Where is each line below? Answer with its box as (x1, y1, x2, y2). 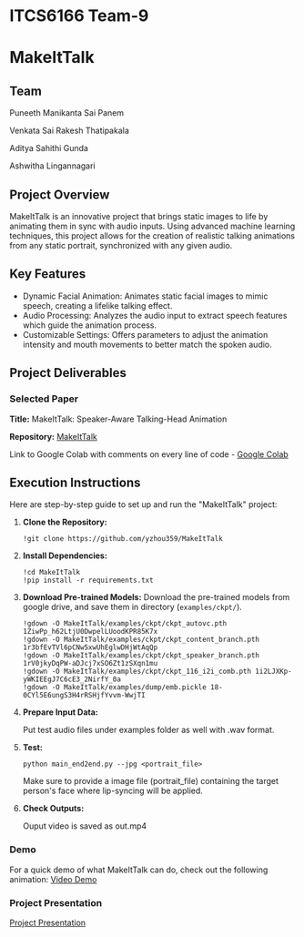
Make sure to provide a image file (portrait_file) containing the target (22, 776, 279, 787)
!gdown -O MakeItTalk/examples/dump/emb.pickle (22, 683, 207, 692)
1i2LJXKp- (254, 667, 293, 677)
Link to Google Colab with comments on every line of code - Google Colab (9, 448, 289, 460)
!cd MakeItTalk (22, 568, 81, 577)
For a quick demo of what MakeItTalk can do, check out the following (9, 864, 269, 875)
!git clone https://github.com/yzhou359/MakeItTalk (22, 535, 223, 544)
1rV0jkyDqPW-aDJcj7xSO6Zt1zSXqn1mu (22, 659, 158, 668)
